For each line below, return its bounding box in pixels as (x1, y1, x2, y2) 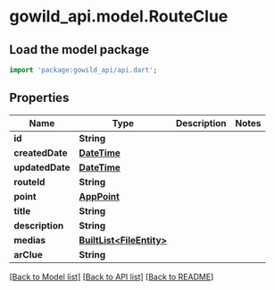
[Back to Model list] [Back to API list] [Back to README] (9, 271, 214, 282)
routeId (13, 175, 46, 188)
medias (13, 234, 46, 246)
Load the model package (9, 42, 150, 57)
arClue (13, 248, 43, 260)
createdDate (13, 146, 68, 158)
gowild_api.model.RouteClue (9, 6, 229, 27)
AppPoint (79, 190, 121, 202)
